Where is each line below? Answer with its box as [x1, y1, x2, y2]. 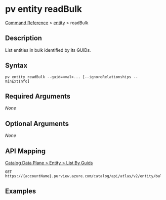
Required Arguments [5, 92, 71, 100]
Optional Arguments [5, 119, 69, 128]
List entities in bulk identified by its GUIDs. [5, 47, 91, 53]
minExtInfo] [5, 79, 30, 84]
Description [5, 34, 42, 42]
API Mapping [5, 147, 46, 155]
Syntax [5, 62, 28, 70]
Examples [5, 187, 36, 196]
